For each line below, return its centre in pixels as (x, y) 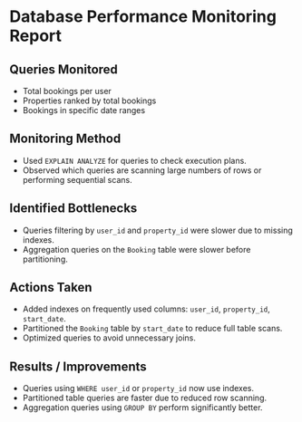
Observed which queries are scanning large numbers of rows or (142, 170)
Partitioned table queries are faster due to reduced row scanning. (145, 398)
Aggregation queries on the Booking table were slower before (136, 249)
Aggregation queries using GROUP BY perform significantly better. (142, 408)
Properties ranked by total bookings (89, 101)
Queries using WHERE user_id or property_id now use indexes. (138, 388)
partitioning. (45, 259)
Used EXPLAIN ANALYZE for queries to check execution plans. (134, 160)
